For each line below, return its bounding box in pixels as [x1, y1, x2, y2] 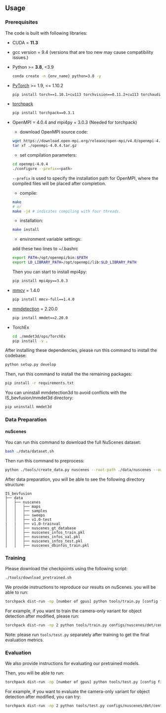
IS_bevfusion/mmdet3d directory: [5, 395, 74, 401]
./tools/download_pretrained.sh [5, 575, 72, 580]
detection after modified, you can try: [5, 694, 81, 700]
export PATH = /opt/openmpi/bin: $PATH [12, 255, 88, 260]
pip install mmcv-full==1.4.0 [12, 296, 75, 302]
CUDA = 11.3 [12, 40, 39, 45]
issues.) [12, 54, 29, 60]
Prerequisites [5, 19, 38, 26]
